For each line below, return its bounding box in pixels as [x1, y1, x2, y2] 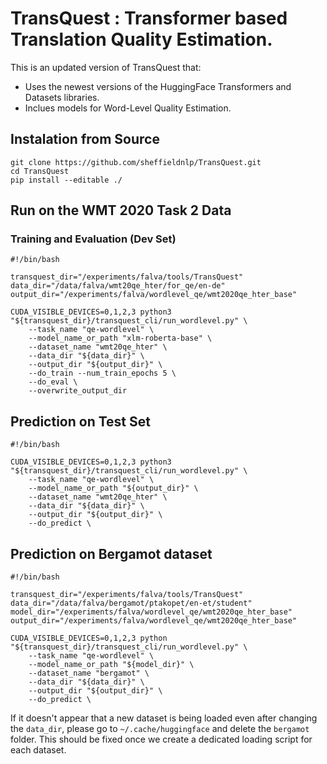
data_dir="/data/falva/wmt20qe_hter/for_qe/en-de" [10, 281, 226, 291]
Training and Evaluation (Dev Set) [10, 232, 177, 246]
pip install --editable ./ [10, 175, 123, 185]
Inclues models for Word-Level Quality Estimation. [24, 102, 232, 114]
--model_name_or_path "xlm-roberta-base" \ [28, 333, 213, 344]
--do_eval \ [28, 377, 78, 387]
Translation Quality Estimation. [10, 28, 273, 51]
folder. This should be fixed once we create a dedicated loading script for [10, 733, 313, 746]
